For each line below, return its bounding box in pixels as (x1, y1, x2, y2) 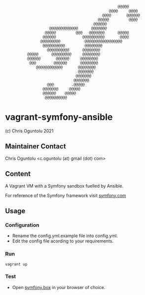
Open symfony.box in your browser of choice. (12, 284, 106, 290)
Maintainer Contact (5, 142, 66, 150)
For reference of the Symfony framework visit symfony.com (5, 193, 127, 198)
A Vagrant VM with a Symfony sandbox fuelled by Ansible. (5, 183, 124, 189)
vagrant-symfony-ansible (5, 111, 113, 123)
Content (5, 170, 31, 178)
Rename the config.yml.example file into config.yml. (12, 233, 118, 239)
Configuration (5, 221, 39, 228)
